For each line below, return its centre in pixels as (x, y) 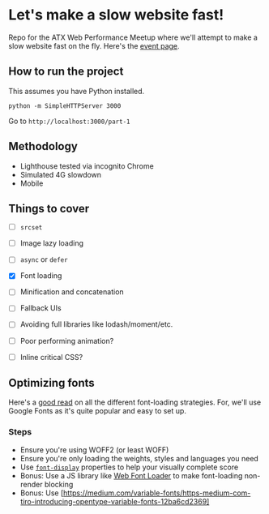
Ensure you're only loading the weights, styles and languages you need (139, 458)
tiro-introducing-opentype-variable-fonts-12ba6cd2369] (115, 501)
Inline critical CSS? (51, 357)
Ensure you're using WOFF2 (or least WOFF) (94, 450)
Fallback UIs (41, 308)
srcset (31, 228)
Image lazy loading (51, 243)
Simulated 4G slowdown (61, 174)
